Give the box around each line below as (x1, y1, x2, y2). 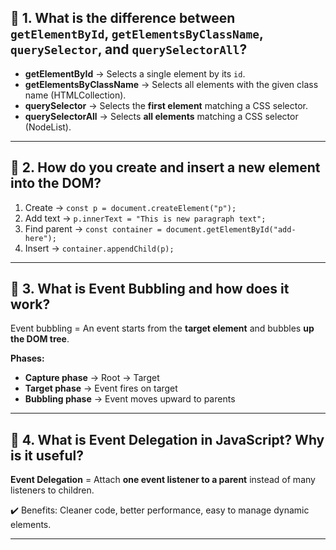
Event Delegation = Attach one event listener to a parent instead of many (10, 474, 316, 486)
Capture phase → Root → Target (24, 372, 160, 384)
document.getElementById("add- (165, 224, 297, 235)
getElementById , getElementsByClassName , (10, 26, 264, 43)
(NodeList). (24, 121, 72, 133)
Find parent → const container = (24, 222, 162, 235)
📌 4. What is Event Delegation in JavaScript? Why (10, 431, 325, 448)
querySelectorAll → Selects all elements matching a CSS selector (24, 110, 299, 122)
